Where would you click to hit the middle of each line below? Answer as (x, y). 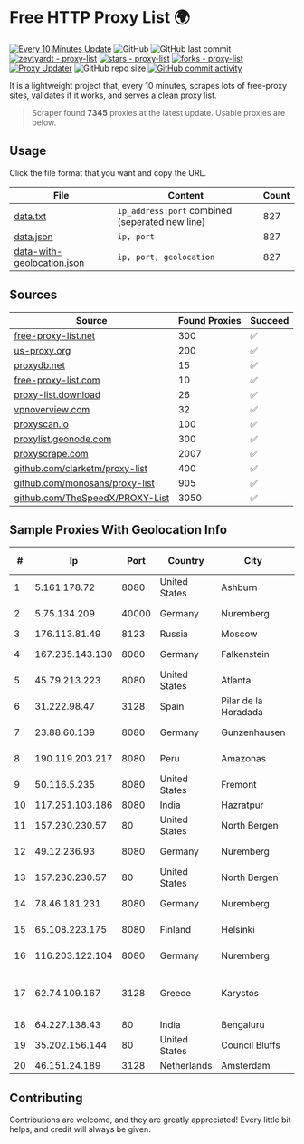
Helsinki (238, 930)
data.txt (30, 216)
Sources (33, 295)
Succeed (270, 320)
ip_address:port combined (175, 210)
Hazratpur (242, 805)
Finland (176, 930)
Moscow (239, 634)
